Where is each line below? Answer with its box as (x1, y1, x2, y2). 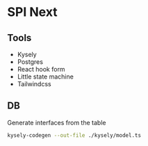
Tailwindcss (17, 80, 51, 88)
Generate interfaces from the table (7, 118, 106, 127)
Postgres (17, 58, 44, 66)
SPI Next (7, 4, 58, 20)
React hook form (17, 65, 65, 73)
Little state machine (17, 72, 74, 81)
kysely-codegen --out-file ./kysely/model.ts (7, 131, 141, 139)
